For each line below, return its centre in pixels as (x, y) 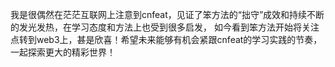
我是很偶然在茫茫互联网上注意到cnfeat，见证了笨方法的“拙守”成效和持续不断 (167, 14)
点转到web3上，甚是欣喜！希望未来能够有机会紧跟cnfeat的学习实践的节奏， (166, 39)
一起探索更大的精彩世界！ (63, 52)
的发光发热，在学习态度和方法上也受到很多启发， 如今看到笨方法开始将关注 (165, 27)
